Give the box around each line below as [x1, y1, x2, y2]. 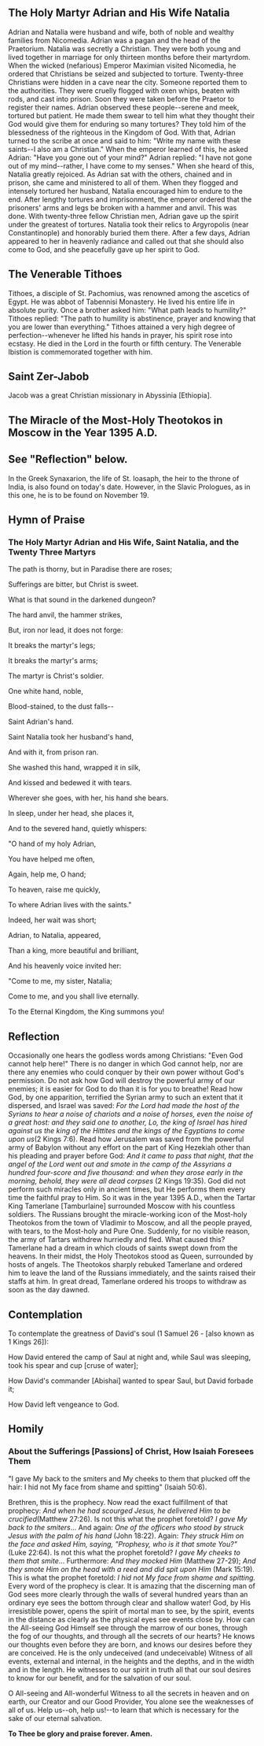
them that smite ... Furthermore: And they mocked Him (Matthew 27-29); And [8, 1555, 256, 1566]
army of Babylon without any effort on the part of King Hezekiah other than [8, 1143, 251, 1152]
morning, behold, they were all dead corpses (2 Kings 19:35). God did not [8, 1177, 246, 1186]
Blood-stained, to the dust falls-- [8, 702, 114, 711]
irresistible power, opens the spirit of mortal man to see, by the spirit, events [8, 1606, 255, 1615]
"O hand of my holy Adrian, [8, 839, 97, 849]
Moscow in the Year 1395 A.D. [8, 425, 158, 439]
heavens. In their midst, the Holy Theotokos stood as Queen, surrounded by [8, 1251, 254, 1261]
